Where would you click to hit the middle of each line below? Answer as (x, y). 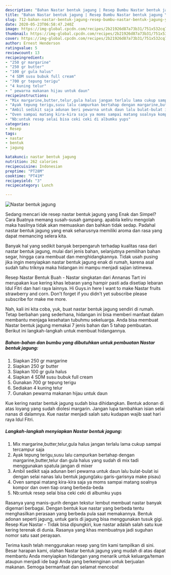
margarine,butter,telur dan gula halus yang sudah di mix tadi (76, 461)
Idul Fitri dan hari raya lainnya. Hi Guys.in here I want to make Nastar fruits (83, 289)
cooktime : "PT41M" (25, 176)
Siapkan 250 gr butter (36, 366)
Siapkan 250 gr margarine (40, 361)
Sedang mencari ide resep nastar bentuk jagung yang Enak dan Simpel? (81, 214)
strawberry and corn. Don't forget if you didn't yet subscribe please (76, 294)
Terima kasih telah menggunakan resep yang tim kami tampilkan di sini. (80, 545)
